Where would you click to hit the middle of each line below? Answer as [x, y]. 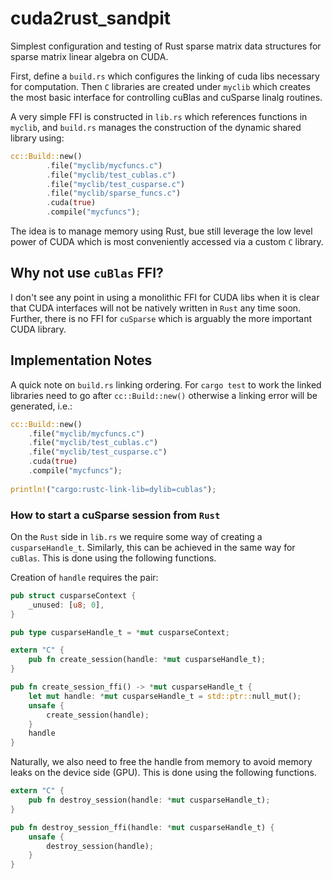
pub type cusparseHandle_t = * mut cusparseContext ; [120, 632]
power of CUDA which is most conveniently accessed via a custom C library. [167, 242]
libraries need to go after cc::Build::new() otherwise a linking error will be [164, 395]
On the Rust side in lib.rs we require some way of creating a [136, 536]
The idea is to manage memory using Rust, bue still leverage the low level [161, 231]
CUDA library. [38, 329]
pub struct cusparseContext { [73, 595]
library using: [37, 138]
